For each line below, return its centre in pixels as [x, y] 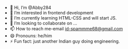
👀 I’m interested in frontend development [51, 13]
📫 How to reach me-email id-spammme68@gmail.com [66, 29]
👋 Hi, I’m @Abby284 [31, 8]
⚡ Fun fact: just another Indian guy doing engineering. [65, 41]
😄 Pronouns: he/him [31, 36]
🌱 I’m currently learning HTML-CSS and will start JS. [63, 18]
